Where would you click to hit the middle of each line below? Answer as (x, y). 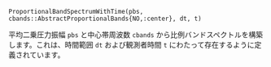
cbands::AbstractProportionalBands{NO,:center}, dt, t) (105, 19)
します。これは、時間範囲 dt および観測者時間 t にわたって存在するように (131, 45)
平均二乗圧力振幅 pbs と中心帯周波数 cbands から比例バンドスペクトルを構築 (135, 35)
